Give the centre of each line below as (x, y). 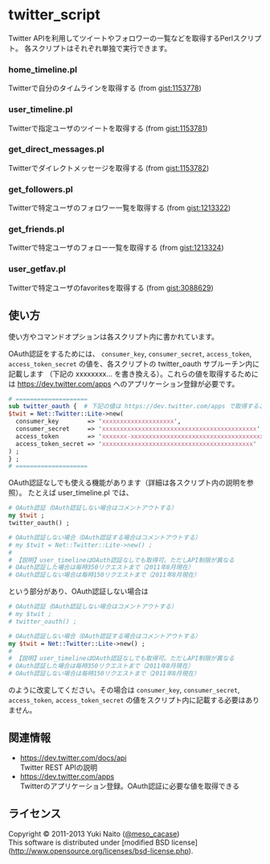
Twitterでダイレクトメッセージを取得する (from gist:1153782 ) (109, 167)
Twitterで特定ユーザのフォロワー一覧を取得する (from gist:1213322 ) (120, 208)
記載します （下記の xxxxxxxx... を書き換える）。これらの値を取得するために (133, 374)
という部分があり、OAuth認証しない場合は (78, 591)
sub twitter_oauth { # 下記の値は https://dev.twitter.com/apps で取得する (134, 407)
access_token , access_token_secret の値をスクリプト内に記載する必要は (127, 700)
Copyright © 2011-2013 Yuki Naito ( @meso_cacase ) (94, 833)
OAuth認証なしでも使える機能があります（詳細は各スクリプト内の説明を (128, 483)
